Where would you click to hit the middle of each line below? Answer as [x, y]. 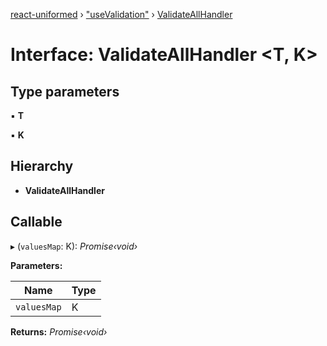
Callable [36, 222]
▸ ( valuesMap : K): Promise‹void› [74, 246]
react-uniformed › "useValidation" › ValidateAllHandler [121, 14]
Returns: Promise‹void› [59, 331]
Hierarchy [42, 166]
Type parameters [65, 91]
